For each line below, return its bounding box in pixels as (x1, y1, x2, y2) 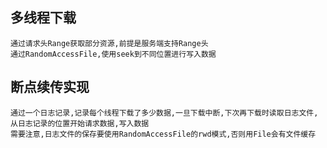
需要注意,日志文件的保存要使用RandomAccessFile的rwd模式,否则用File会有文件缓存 (10, 129, 317, 139)
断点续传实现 (10, 79, 90, 96)
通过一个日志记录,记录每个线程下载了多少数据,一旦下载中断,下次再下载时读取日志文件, (10, 108, 319, 118)
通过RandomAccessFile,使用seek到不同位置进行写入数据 (10, 49, 217, 59)
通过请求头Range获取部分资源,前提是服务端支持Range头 (10, 38, 209, 48)
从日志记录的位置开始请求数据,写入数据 (10, 118, 150, 128)
